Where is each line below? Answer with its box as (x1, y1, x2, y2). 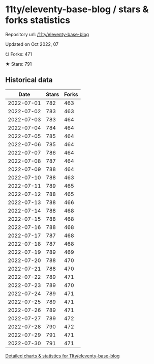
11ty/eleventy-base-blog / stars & (5, 4, 149, 15)
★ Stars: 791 (5, 61, 32, 67)
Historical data (5, 75, 53, 85)
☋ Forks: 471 (5, 51, 32, 57)
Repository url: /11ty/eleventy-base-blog (5, 31, 89, 37)
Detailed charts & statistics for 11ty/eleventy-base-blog (5, 353, 120, 359)
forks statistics (5, 14, 70, 26)
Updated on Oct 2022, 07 (5, 41, 59, 47)
